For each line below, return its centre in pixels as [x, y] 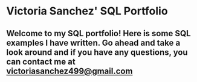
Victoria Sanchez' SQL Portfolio [87, 11]
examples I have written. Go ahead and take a [93, 43]
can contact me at [41, 61]
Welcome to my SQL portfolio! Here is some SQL [99, 33]
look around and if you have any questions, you [97, 52]
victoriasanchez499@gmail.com [69, 71]
